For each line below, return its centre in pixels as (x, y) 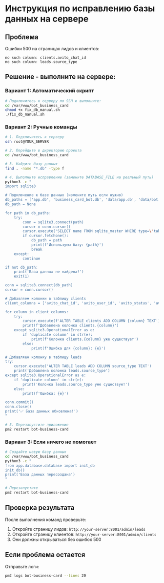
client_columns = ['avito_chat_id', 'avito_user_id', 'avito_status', (78, 303)
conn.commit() (20, 402)
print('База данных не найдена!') (49, 272)
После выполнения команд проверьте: (46, 519)
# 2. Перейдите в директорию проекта (43, 151)
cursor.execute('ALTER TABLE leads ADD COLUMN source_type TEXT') (83, 366)
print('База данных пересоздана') (40, 475)
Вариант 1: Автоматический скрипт (50, 91)
